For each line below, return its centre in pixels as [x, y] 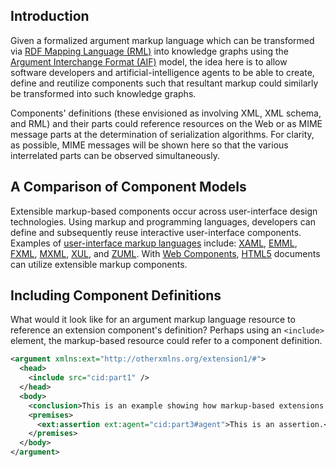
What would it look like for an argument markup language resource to [153, 320]
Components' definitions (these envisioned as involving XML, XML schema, [166, 113]
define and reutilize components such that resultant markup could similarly [164, 83]
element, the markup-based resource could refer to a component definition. [166, 341]
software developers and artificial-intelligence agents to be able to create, [162, 72]
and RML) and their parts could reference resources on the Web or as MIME [166, 123]
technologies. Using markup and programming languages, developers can [163, 221]
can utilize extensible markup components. [99, 264]
